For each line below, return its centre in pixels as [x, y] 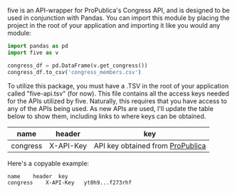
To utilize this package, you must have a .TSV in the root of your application [118, 85]
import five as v [33, 53]
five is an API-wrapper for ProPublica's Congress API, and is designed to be [118, 10]
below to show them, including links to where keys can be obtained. [107, 116]
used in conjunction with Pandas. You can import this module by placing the [118, 18]
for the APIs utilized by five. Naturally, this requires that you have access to [117, 101]
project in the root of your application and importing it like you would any [114, 25]
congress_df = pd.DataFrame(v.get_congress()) [78, 66]
